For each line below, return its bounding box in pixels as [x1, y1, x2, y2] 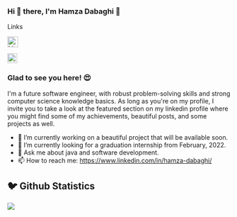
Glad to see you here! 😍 [7, 73, 91, 83]
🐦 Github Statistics [7, 180, 96, 192]
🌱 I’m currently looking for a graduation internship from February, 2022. [17, 140, 226, 149]
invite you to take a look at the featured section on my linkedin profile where [7, 104, 229, 113]
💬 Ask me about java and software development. [17, 148, 159, 157]
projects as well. [7, 119, 55, 128]
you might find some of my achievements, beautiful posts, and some [7, 111, 207, 120]
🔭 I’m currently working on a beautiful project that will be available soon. [17, 133, 229, 141]
